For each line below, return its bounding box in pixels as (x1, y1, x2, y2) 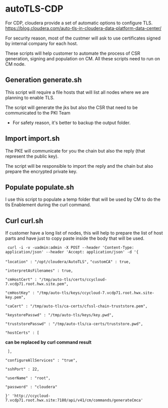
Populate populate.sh (5, 183, 74, 192)
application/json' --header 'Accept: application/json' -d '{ (5, 249, 139, 255)
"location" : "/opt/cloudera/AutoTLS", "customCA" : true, (5, 259, 131, 265)
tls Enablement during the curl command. (5, 202, 91, 208)
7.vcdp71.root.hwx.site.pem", (5, 282, 69, 287)
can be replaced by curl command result (5, 339, 92, 345)
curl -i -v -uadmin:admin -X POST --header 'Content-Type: (7, 245, 135, 250)
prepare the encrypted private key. (5, 168, 78, 174)
